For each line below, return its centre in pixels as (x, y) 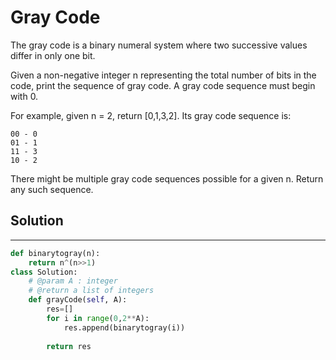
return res (69, 346)
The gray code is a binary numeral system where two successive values (159, 45)
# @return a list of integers (91, 291)
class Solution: (44, 272)
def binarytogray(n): (55, 253)
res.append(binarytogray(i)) (124, 327)
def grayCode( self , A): (78, 300)
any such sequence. (52, 189)
